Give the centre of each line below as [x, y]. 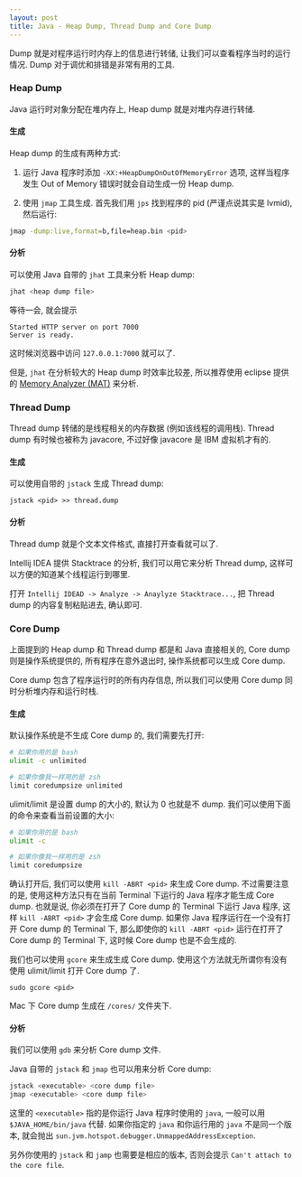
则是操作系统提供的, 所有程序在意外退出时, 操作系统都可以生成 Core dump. [147, 660]
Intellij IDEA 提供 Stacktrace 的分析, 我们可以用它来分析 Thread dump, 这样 [147, 563]
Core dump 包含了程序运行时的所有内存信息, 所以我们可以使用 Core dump [146, 679]
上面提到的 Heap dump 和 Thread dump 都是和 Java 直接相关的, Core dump [150, 649]
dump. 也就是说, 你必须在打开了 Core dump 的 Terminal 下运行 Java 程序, [145, 906]
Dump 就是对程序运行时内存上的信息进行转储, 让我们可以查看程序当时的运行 [150, 53]
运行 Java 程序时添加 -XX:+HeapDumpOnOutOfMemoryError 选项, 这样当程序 [156, 172]
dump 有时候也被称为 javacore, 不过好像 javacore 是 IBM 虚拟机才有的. [140, 440]
